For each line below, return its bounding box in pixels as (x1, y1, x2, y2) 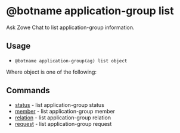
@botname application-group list (6, 4, 174, 18)
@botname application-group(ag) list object (14, 58, 128, 64)
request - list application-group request (14, 120, 112, 127)
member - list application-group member (14, 107, 115, 115)
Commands (6, 85, 51, 96)
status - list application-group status (14, 101, 104, 108)
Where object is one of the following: (6, 68, 97, 75)
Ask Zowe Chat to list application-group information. (6, 24, 135, 31)
